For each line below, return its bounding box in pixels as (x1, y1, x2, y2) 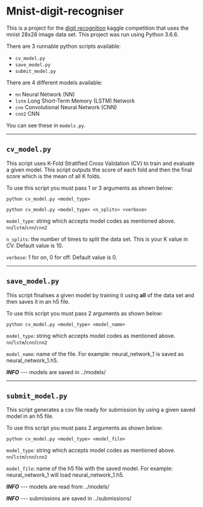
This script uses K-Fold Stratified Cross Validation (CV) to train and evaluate (6, 159, 195, 167)
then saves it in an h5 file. (6, 298, 70, 305)
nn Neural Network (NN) (14, 90, 76, 98)
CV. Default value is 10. (6, 241, 63, 249)
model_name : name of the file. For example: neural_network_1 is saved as (6, 350, 184, 357)
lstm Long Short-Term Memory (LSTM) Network (14, 97, 135, 104)
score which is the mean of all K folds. (6, 172, 101, 180)
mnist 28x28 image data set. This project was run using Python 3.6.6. (6, 30, 179, 38)
